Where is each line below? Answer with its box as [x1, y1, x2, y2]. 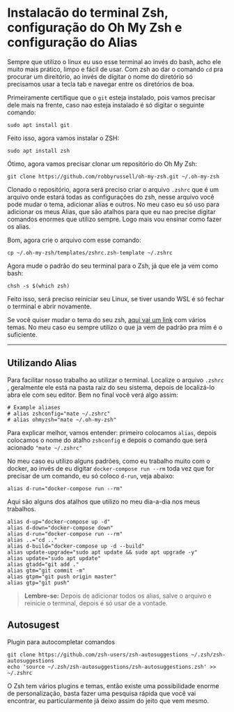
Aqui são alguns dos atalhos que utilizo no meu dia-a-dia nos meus [7, 497, 201, 506]
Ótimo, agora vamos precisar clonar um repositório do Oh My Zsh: [7, 159, 197, 168]
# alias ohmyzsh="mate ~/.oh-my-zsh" [7, 416, 117, 423]
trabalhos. [7, 504, 36, 513]
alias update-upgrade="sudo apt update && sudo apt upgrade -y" [7, 549, 198, 556]
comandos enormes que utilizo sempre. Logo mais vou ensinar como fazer [7, 215, 222, 223]
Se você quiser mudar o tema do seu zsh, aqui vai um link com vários [7, 315, 207, 324]
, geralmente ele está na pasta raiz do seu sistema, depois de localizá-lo [7, 383, 214, 391]
